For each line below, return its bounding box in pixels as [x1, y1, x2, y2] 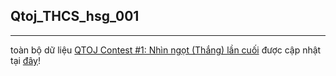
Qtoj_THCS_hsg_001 [10, 8, 140, 25]
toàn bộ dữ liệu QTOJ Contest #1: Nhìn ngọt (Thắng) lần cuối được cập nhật [10, 44, 322, 56]
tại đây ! [10, 54, 41, 66]
